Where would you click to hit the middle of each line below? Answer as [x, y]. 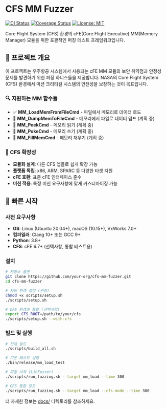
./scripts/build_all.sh [31, 349]
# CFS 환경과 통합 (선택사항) [33, 309]
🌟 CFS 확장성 [21, 152]
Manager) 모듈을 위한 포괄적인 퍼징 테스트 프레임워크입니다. [65, 40]
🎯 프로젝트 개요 [28, 58]
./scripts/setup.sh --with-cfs [39, 319]
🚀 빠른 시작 [22, 201]
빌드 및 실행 [19, 333]
